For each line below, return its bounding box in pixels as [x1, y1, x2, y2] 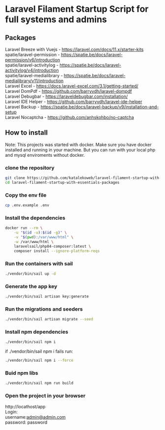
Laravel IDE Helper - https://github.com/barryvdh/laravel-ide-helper [5, 99, 142, 104]
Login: [5, 409, 18, 415]
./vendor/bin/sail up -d [5, 271, 56, 276]
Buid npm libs [5, 370, 38, 376]
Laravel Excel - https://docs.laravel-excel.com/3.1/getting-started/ [5, 83, 138, 89]
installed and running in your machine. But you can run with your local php [5, 146, 156, 153]
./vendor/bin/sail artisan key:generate [5, 294, 89, 299]
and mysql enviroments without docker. [5, 152, 85, 158]
